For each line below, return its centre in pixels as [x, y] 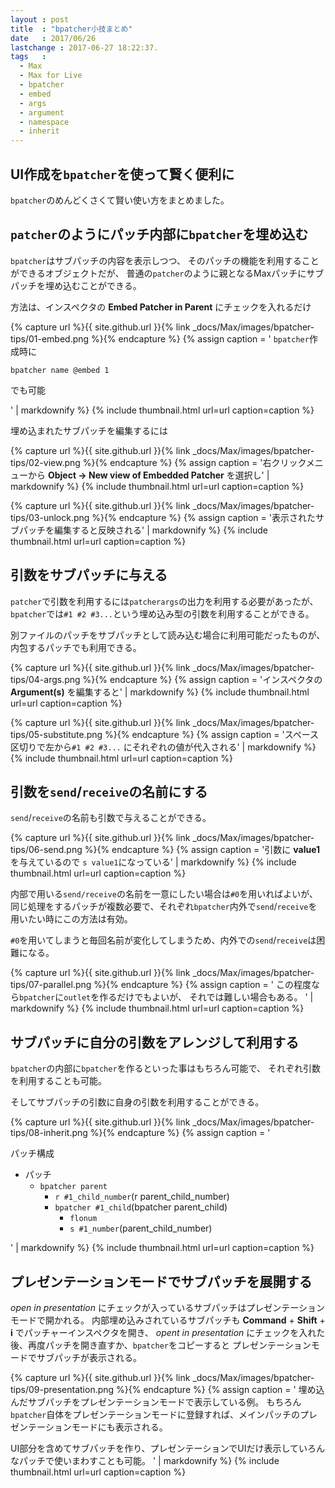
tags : [28, 57]
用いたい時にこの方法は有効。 [71, 919]
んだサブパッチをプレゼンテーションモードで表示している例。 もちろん [156, 1402]
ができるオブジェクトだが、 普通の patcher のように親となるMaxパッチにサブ [167, 273]
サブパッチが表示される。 [89, 1357]
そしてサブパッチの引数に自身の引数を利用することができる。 [137, 1102]
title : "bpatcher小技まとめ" [71, 29]
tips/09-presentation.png [62, 1389]
